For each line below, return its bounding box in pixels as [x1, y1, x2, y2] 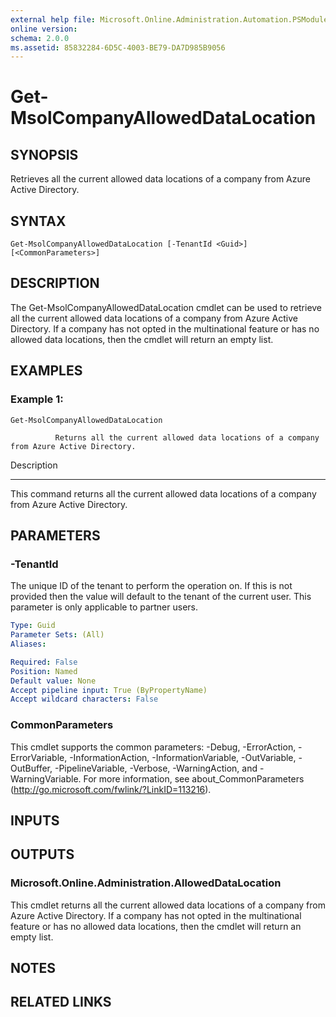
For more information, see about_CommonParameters [83, 772, 305, 785]
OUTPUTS [10, 846, 75, 863]
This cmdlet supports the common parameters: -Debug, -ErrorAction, [10, 741, 297, 753]
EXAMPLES [10, 362, 83, 380]
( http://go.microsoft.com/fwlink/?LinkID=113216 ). [10, 783, 212, 795]
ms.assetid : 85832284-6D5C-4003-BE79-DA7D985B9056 [10, 42, 226, 53]
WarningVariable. [10, 772, 82, 785]
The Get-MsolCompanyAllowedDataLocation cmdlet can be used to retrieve [10, 301, 323, 313]
